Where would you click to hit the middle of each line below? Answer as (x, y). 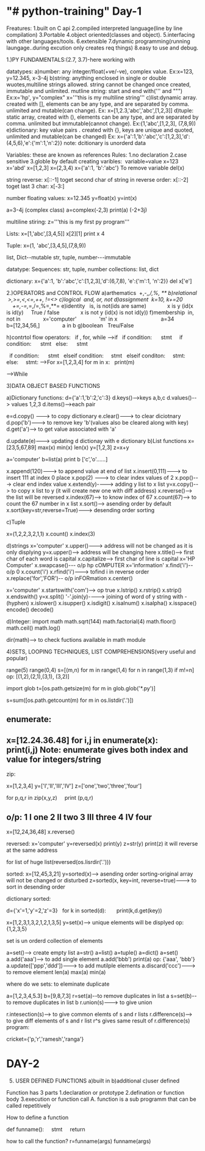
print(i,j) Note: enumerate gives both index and (97, 750)
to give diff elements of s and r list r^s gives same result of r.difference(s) (98, 1021)
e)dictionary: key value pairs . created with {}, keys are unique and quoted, (100, 130)
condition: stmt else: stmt (47, 343)
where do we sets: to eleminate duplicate (58, 984)
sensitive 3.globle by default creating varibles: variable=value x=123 (92, 161)
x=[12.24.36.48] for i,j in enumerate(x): (82, 740)
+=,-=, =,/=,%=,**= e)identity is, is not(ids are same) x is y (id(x (103, 306)
